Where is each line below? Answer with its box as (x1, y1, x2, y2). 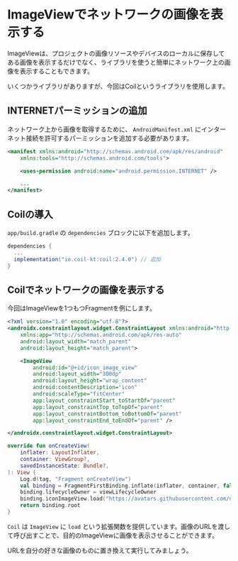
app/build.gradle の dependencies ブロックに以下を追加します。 (7, 228, 194, 236)
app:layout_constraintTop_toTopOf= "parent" (33, 403, 163, 410)
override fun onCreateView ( (7, 442, 91, 450)
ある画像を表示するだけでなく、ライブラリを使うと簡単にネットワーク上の (7, 58, 225, 66)
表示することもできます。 (19, 67, 94, 75)
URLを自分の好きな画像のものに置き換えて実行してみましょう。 (7, 546, 193, 555)
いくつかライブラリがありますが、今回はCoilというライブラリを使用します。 (7, 82, 229, 90)
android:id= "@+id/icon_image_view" (33, 364, 138, 371)
